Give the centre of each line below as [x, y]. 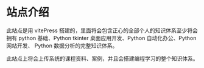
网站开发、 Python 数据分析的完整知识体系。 [62, 46]
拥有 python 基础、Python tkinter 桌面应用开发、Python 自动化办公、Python [101, 38]
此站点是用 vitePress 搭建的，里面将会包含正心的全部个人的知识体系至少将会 [102, 30]
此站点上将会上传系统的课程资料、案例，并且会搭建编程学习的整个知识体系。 [102, 58]
